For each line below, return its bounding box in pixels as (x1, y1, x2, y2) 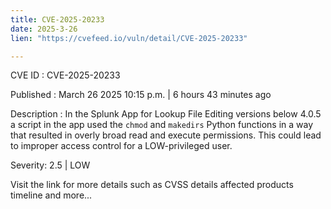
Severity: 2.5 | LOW (10, 159, 91, 171)
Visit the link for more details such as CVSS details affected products (10, 179, 294, 191)
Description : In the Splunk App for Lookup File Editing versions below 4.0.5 (10, 108, 322, 120)
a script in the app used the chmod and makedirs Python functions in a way (10, 119, 314, 131)
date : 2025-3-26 (10, 24, 78, 34)
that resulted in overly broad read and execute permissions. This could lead (10, 129, 322, 141)
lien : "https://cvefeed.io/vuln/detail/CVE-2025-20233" (10, 33, 248, 43)
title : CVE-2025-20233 (10, 14, 105, 25)
